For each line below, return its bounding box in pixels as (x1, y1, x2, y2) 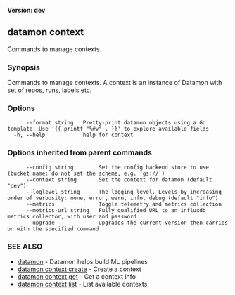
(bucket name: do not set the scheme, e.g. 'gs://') (7, 170, 165, 177)
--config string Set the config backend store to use (25, 164, 210, 171)
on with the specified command (7, 225, 99, 232)
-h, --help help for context (13, 131, 134, 139)
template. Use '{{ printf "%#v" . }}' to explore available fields (7, 126, 210, 133)
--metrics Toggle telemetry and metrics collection (25, 200, 222, 208)
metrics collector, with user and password (7, 213, 137, 220)
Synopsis (7, 63, 40, 72)
